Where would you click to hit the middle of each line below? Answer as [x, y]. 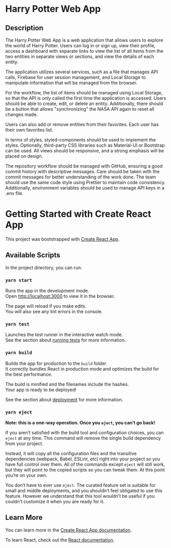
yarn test [17, 324]
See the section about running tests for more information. [66, 340]
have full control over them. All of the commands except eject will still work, [85, 464]
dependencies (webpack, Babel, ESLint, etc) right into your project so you [83, 459]
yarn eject [19, 412]
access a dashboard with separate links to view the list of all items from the [84, 51]
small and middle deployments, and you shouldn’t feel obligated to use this [84, 491]
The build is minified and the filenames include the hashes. [67, 384]
